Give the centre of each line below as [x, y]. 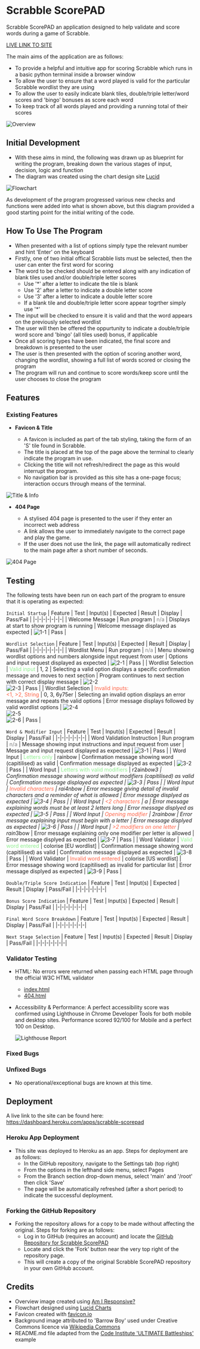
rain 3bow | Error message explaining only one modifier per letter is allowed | [100, 833]
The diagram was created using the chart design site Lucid [87, 176]
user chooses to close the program [58, 379]
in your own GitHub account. [59, 1268]
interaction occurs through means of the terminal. [85, 484]
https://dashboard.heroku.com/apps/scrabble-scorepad [75, 1122]
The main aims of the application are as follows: [65, 56]
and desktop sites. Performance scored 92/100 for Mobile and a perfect [103, 1020]
